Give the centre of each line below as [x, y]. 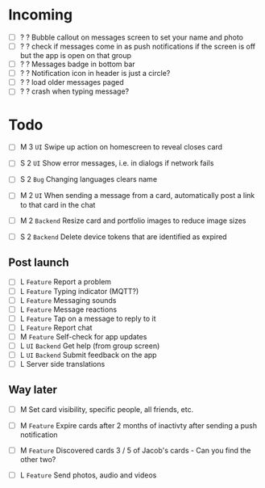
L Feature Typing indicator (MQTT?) [79, 291]
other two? [38, 460]
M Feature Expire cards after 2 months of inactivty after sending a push [139, 425]
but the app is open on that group [75, 56]
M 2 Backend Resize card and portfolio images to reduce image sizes [133, 221]
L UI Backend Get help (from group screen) [90, 346]
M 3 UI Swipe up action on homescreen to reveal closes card [121, 147]
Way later [33, 390]
